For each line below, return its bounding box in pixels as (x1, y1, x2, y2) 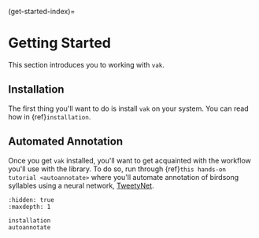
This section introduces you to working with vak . (8, 60, 165, 69)
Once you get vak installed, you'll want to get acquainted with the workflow (8, 156, 252, 165)
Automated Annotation (8, 135, 124, 148)
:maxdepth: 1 (8, 203, 51, 211)
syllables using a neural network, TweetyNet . (8, 181, 155, 190)
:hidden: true (8, 196, 55, 203)
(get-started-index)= (8, 7, 76, 16)
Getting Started (8, 35, 112, 52)
